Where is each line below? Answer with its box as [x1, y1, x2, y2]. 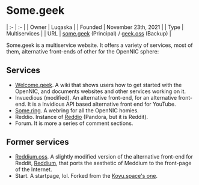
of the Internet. [14, 166, 52, 173]
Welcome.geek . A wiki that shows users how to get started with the [14, 81, 182, 88]
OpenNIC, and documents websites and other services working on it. [14, 88, 186, 95]
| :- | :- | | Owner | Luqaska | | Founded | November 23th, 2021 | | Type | [6, 23, 184, 31]
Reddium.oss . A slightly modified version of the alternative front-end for [14, 153, 194, 160]
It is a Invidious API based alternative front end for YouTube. [27, 100, 176, 108]
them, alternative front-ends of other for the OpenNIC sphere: [6, 47, 159, 55]
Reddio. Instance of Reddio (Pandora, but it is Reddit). [14, 113, 148, 120]
